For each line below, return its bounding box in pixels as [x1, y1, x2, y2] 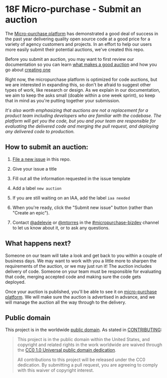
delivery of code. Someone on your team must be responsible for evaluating [5, 268, 162, 274]
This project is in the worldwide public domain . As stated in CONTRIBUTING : [5, 327, 163, 333]
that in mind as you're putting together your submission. [5, 97, 121, 103]
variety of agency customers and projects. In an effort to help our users [5, 41, 152, 47]
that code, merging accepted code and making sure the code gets [5, 273, 141, 280]
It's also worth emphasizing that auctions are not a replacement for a [5, 107, 149, 113]
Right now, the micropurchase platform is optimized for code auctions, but [5, 76, 158, 82]
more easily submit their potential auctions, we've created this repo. [5, 46, 145, 52]
